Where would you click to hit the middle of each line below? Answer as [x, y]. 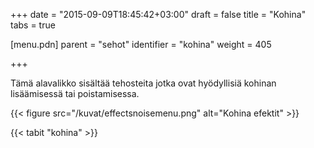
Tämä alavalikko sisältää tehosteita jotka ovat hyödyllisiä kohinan [143, 83]
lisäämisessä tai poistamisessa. [75, 93]
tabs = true [33, 25]
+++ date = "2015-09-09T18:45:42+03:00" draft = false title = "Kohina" [158, 14]
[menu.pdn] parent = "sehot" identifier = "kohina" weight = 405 [141, 44]
